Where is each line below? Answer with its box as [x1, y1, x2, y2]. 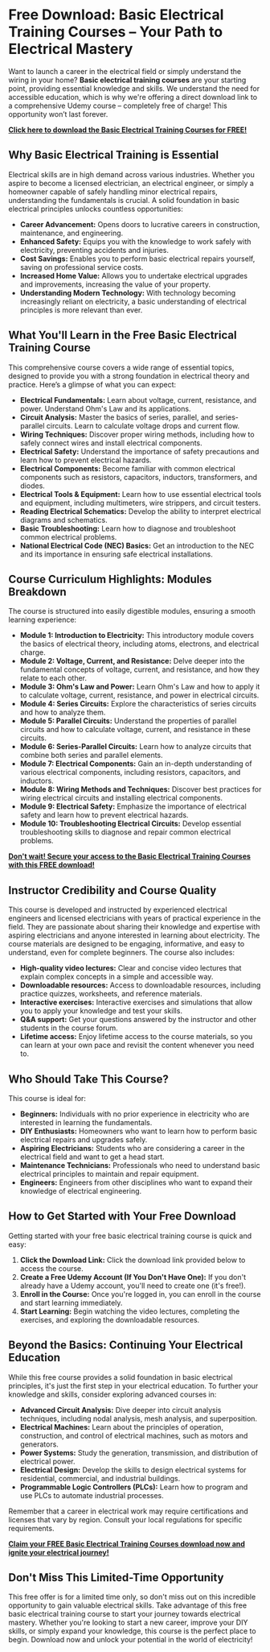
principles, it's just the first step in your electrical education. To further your [8, 1381, 259, 1390]
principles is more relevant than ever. [19, 304, 143, 315]
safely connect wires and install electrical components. [19, 437, 202, 448]
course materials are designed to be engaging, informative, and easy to [8, 939, 245, 949]
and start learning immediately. [19, 1298, 123, 1307]
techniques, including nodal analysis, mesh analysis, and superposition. [19, 1414, 258, 1423]
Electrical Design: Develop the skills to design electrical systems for [19, 1464, 247, 1475]
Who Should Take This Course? [8, 1072, 169, 1086]
